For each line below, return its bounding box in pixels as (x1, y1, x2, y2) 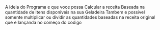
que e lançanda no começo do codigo (5, 19, 82, 25)
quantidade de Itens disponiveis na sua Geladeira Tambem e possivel (5, 9, 145, 15)
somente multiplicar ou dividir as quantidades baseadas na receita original (5, 15, 156, 20)
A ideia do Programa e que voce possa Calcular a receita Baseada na (5, 4, 145, 10)
